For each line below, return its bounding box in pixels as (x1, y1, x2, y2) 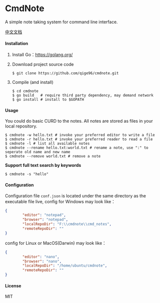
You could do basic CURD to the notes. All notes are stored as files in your (5, 118, 153, 124)
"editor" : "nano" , (22, 254, 60, 259)
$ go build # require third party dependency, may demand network (12, 93, 154, 98)
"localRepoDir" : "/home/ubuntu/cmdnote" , (22, 263, 108, 268)
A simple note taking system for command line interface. (5, 19, 118, 25)
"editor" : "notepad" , (22, 213, 66, 218)
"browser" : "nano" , (22, 259, 62, 264)
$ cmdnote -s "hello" (5, 172, 49, 177)
